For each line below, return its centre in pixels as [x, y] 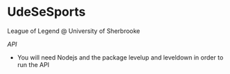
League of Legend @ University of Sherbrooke [74, 31]
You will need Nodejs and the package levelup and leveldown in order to [120, 57]
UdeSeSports [46, 12]
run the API [33, 64]
